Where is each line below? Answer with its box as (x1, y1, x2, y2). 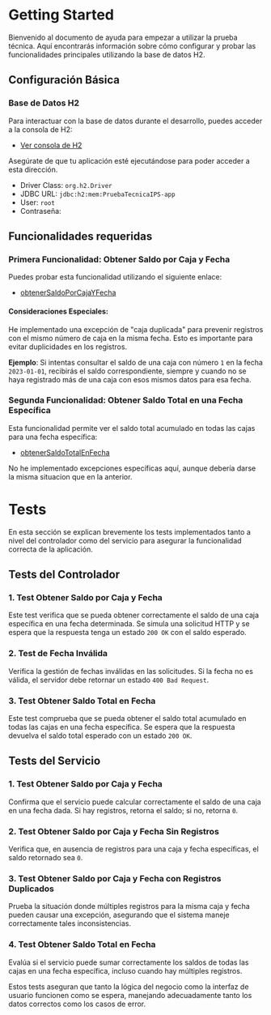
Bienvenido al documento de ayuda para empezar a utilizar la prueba (8, 32, 238, 42)
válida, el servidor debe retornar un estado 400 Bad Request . (8, 675, 209, 684)
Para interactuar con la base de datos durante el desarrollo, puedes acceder (8, 116, 263, 126)
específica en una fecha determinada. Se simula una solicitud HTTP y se (8, 619, 250, 629)
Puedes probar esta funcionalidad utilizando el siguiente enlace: (8, 272, 222, 282)
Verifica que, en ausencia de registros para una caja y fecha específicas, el (8, 844, 259, 854)
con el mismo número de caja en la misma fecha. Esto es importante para (8, 333, 253, 343)
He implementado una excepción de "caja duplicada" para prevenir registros (8, 324, 264, 334)
